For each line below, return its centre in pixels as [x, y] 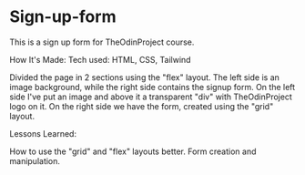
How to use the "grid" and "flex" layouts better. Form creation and [133, 151]
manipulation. [35, 160]
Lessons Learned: [43, 133]
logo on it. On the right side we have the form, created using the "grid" [142, 106]
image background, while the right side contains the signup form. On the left [152, 87]
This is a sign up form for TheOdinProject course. [102, 42]
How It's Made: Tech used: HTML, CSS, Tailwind [100, 59]
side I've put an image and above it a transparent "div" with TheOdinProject [151, 97]
